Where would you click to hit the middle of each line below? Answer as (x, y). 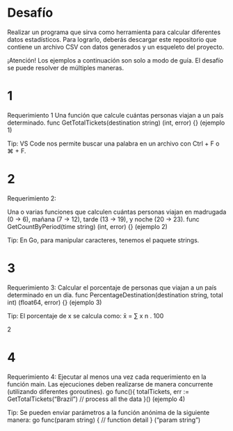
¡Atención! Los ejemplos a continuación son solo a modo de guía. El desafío (115, 60)
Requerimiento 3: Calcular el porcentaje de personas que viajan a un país (112, 288)
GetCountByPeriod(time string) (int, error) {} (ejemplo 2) (88, 226)
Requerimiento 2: (32, 198)
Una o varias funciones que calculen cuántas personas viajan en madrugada (117, 212)
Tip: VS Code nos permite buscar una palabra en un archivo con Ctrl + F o (113, 143)
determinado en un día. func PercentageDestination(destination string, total (115, 295)
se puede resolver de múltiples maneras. (65, 68)
